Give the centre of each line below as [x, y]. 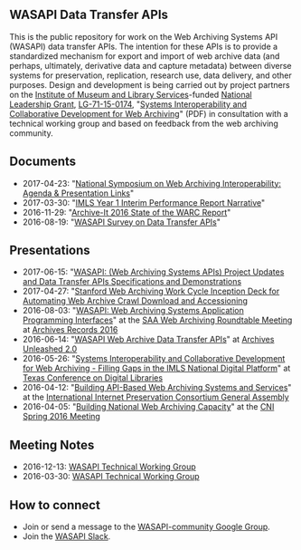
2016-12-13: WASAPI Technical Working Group [109, 467]
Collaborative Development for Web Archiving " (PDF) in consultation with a [149, 113]
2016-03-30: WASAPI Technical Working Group [111, 477]
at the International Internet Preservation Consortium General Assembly [155, 397]
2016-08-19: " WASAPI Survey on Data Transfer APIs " [122, 222]
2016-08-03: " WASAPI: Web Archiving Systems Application [133, 311]
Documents [43, 162]
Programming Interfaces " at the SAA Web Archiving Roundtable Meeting [157, 320]
